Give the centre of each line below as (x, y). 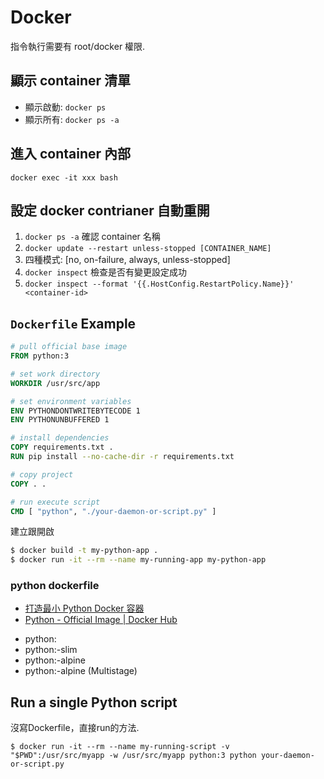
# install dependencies (60, 438)
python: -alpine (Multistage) (81, 671)
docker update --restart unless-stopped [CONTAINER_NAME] (148, 249)
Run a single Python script (94, 702)
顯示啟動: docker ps (65, 107)
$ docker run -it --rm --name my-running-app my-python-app (138, 560)
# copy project (42, 474)
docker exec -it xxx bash (64, 177)
